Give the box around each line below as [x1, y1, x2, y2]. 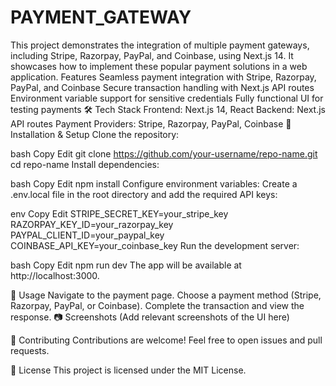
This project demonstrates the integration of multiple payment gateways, [10, 39, 310, 51]
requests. [10, 344, 50, 356]
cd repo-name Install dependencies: [10, 158, 160, 170]
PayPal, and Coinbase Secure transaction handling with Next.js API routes [10, 81, 315, 93]
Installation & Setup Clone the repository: [10, 128, 180, 140]
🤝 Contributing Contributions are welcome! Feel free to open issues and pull [10, 334, 323, 346]
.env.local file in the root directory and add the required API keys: [10, 188, 278, 200]
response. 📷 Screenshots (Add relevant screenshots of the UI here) [10, 311, 290, 323]
